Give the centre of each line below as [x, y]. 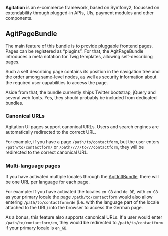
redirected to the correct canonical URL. [47, 152]
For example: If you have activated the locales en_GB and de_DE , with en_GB [82, 192]
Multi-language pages [33, 166]
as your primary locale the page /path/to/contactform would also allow [79, 197]
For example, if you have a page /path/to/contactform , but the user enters [82, 142]
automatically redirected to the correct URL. [51, 132]
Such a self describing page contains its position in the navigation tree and [82, 71]
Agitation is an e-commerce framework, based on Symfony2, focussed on [82, 7]
